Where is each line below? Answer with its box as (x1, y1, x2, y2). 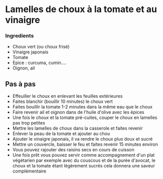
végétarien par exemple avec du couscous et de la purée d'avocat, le (12, 157, 155, 163)
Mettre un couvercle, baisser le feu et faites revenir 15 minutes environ (12, 141, 158, 147)
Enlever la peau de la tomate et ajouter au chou (12, 131, 110, 137)
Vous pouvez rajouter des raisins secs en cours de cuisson (12, 147, 134, 153)
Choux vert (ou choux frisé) (12, 44, 70, 50)
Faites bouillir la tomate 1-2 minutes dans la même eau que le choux (12, 104, 153, 110)
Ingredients (5, 32, 34, 39)
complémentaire (12, 168, 47, 174)
